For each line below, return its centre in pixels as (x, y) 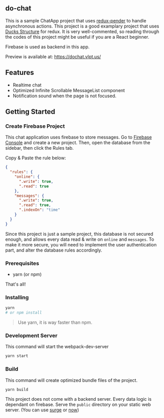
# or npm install (24, 313)
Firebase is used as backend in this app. (48, 47)
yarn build (17, 389)
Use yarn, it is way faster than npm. (55, 322)
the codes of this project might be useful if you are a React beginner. (77, 37)
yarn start (17, 356)
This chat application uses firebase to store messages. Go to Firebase (78, 137)
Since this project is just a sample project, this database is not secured (79, 234)
